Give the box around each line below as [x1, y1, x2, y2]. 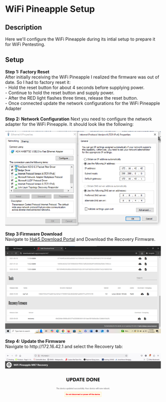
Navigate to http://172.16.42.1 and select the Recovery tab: [5, 344, 123, 350]
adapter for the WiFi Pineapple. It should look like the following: [5, 121, 134, 127]
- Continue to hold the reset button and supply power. [5, 90, 115, 96]
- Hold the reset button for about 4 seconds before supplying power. [5, 84, 145, 90]
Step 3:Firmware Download [5, 231, 63, 237]
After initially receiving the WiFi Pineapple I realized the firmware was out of [5, 74, 160, 80]
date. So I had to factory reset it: [5, 79, 71, 85]
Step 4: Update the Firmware [5, 338, 66, 344]
